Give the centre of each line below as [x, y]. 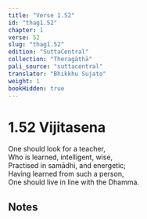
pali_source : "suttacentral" [56, 67]
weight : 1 [24, 81]
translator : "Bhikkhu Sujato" [57, 74]
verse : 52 [24, 37]
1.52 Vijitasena [57, 127]
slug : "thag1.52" [36, 45]
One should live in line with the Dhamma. [73, 182]
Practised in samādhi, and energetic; [67, 166]
